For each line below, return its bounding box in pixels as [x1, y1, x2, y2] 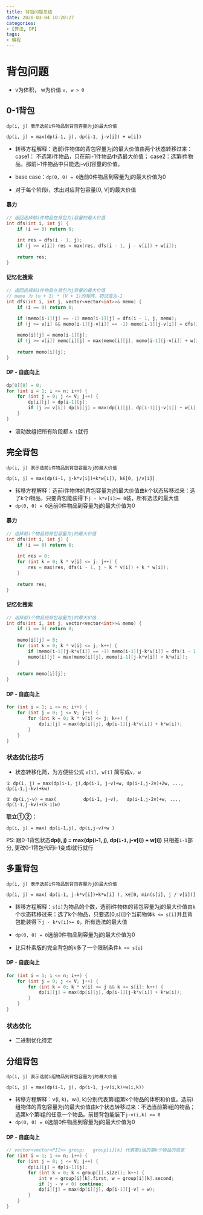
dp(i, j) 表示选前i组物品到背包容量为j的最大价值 [6, 1074, 117, 1080]
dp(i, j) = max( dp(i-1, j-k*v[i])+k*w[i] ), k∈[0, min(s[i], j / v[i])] [6, 891, 196, 898]
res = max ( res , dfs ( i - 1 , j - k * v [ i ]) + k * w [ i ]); [28, 564, 169, 571]
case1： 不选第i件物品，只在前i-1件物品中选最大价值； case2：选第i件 [14, 153, 188, 160]
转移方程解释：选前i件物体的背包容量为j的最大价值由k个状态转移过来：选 [14, 487, 196, 494]
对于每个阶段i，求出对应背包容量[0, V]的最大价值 [14, 186, 137, 193]
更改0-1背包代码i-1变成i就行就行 [14, 844, 94, 851]
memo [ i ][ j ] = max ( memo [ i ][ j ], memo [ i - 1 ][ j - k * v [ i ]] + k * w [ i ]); [28, 654, 188, 660]
